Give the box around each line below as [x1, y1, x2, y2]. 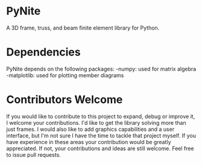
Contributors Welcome [6, 93, 123, 107]
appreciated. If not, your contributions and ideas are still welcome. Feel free [6, 145, 194, 152]
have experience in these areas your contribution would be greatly [6, 138, 171, 145]
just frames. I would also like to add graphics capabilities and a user [6, 125, 175, 133]
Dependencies [6, 45, 81, 59]
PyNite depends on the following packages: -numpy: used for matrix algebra [6, 65, 197, 72]
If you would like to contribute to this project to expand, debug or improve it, [6, 113, 195, 120]
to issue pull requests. [6, 151, 62, 158]
